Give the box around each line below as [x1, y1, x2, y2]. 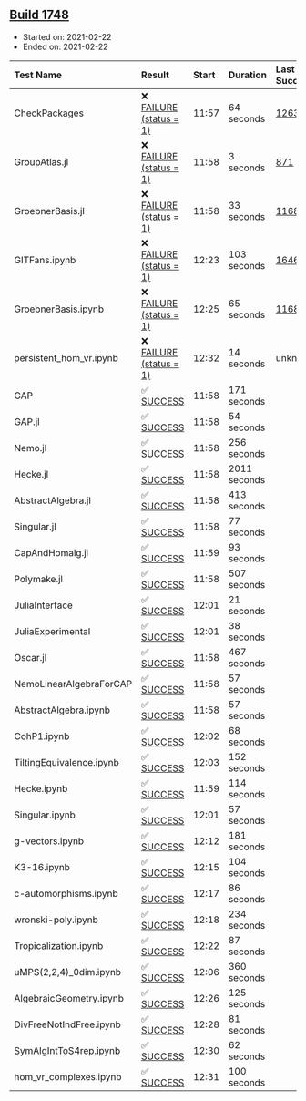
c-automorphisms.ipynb [14, 887, 118, 900]
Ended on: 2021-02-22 [22, 41, 108, 52]
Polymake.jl [14, 572, 64, 585]
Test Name [14, 68, 62, 81]
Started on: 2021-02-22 [22, 31, 112, 42]
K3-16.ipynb [14, 860, 71, 873]
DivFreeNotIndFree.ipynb [14, 1018, 121, 1031]
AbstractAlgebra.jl [14, 494, 91, 507]
